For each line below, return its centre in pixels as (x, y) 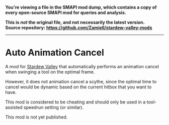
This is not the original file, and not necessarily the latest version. (75, 22)
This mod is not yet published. (36, 117)
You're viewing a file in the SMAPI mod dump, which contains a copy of (81, 7)
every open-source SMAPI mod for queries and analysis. (66, 13)
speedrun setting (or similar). (54, 107)
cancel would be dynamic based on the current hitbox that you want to (78, 87)
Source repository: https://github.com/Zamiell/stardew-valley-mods (79, 28)
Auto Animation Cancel (55, 53)
